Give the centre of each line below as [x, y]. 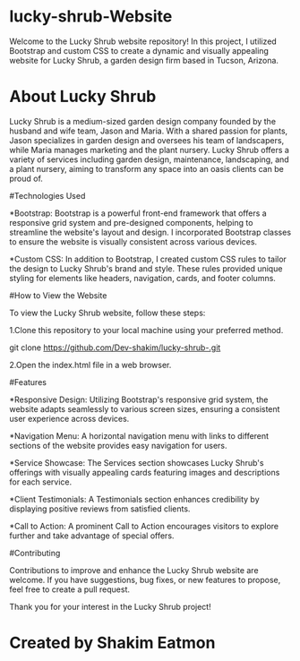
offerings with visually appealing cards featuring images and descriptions [145, 472]
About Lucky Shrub [83, 97]
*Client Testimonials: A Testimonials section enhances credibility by [134, 499]
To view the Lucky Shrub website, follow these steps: [107, 313]
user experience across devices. [69, 418]
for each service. [41, 482]
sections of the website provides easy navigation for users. [118, 445]
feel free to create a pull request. [70, 589]
